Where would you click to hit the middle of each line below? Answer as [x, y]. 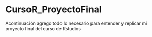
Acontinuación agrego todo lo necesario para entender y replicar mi [76, 23]
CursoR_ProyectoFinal [53, 9]
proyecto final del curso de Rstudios [43, 28]
